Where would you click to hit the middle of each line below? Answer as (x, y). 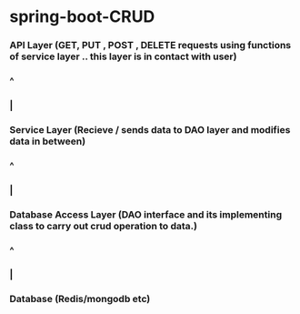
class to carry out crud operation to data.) (104, 226)
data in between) (48, 141)
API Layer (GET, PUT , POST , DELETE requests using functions (150, 46)
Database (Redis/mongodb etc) (80, 299)
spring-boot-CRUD (82, 17)
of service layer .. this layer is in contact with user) (123, 56)
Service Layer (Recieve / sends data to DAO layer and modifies (150, 129)
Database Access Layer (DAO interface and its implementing (146, 214)
